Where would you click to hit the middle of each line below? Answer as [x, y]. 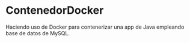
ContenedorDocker [55, 10]
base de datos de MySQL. [38, 33]
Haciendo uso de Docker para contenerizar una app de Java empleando [95, 27]
